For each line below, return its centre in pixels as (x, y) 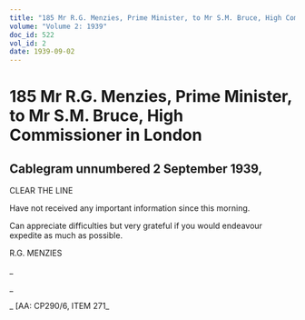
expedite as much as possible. (66, 235)
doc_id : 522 (32, 35)
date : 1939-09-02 (42, 52)
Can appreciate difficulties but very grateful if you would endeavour (136, 226)
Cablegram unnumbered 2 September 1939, (136, 169)
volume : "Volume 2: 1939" (58, 26)
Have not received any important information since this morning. (130, 208)
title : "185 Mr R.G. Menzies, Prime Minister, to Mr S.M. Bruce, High (146, 18)
